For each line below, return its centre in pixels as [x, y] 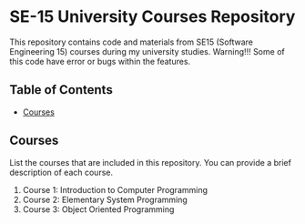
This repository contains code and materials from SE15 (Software [131, 42]
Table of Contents [61, 90]
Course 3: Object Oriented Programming [98, 209]
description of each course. [61, 172]
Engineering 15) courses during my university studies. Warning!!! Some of [147, 51]
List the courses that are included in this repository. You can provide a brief [150, 162]
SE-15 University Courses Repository [152, 17]
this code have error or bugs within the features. [100, 61]
